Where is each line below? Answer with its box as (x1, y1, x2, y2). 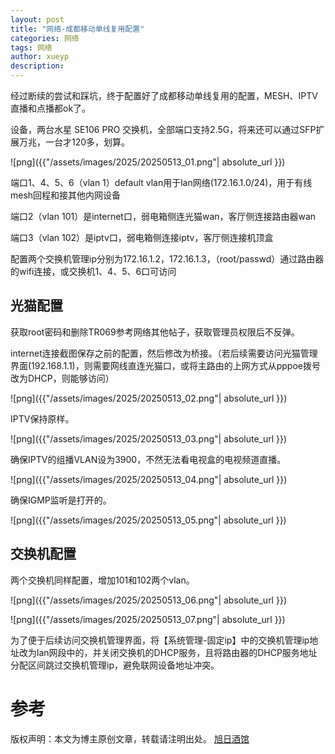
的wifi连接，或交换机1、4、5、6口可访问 (10, 266, 177, 277)
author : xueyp (10, 52, 70, 62)
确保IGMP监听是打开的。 (10, 494, 112, 506)
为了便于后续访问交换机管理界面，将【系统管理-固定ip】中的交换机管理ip (10, 634, 310, 646)
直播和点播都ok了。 (10, 102, 92, 114)
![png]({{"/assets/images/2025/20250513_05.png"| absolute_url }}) (10, 514, 287, 526)
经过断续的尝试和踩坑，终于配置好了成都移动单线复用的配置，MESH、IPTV (10, 90, 318, 101)
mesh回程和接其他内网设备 (10, 189, 122, 201)
